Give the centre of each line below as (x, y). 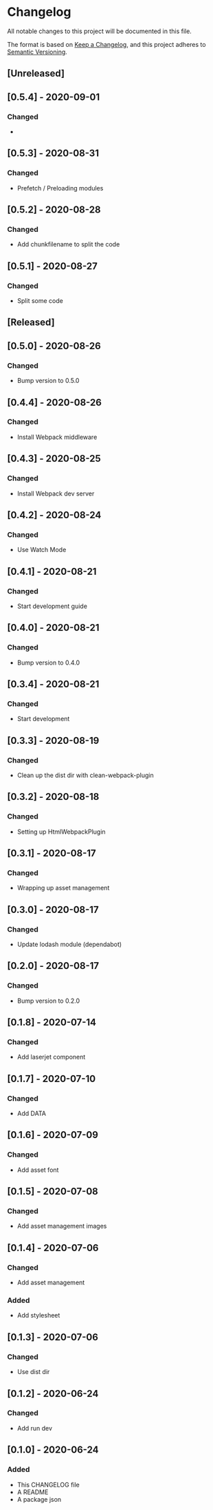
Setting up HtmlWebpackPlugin (61, 832)
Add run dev (35, 1428)
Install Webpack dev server (56, 493)
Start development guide (52, 606)
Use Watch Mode (42, 550)
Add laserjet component (51, 1057)
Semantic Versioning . (37, 52)
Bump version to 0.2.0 (48, 1001)
